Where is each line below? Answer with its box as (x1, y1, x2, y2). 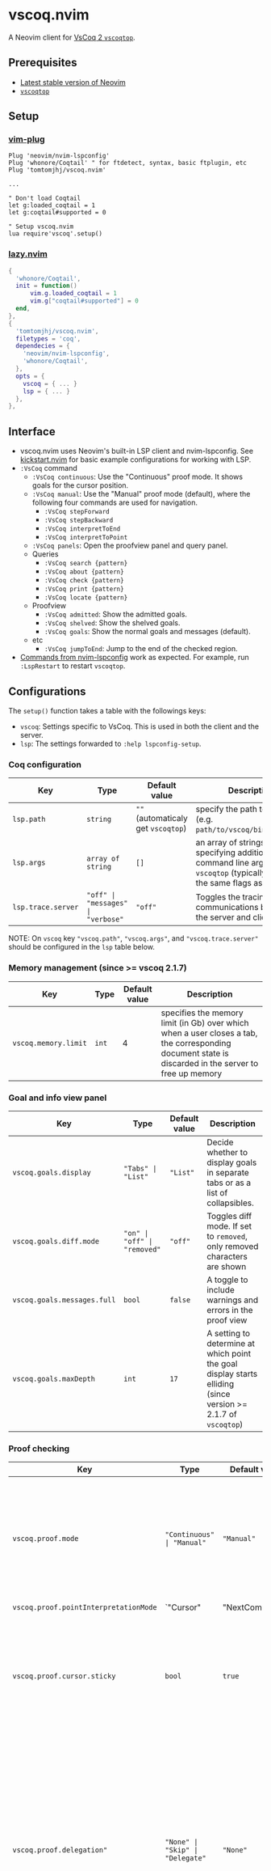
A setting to (206, 1327, 251, 1339)
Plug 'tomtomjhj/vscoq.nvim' (8, 166, 106, 175)
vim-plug (8, 133, 46, 145)
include (206, 1284, 236, 1295)
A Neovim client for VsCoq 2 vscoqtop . (8, 32, 135, 42)
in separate (206, 1166, 250, 1178)
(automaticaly (135, 813, 188, 824)
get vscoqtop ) (135, 823, 187, 834)
